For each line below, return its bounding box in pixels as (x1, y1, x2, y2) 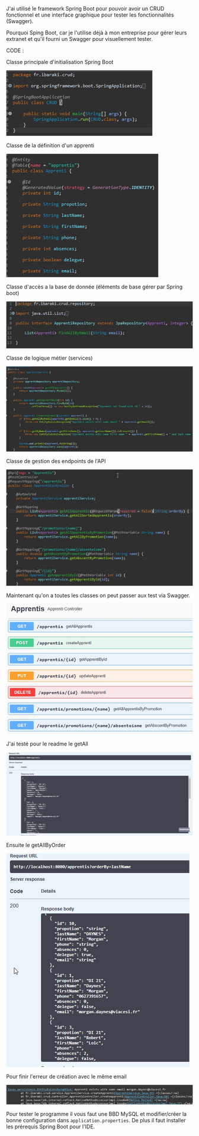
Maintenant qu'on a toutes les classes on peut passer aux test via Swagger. (6, 592, 191, 599)
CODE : (6, 47, 24, 54)
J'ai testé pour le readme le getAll (6, 740, 89, 747)
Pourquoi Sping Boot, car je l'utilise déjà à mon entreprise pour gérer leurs (6, 29, 187, 36)
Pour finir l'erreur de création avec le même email (6, 1073, 127, 1080)
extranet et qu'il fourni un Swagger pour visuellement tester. (6, 36, 153, 42)
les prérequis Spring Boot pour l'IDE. (6, 1123, 95, 1130)
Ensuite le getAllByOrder (6, 842, 66, 849)
